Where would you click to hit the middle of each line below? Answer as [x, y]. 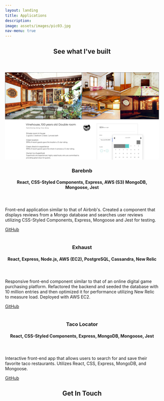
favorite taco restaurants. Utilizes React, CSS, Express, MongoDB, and [76, 363]
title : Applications [26, 15]
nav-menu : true [20, 31]
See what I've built [82, 51]
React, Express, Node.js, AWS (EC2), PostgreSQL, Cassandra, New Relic [82, 259]
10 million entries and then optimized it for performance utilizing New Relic [80, 292]
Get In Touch [82, 393]
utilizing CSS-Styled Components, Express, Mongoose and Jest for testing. [81, 220]
